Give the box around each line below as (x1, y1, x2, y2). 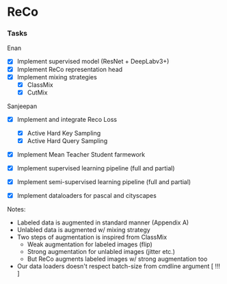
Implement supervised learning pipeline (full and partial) (16, 164, 176, 172)
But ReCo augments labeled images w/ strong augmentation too (27, 255, 208, 263)
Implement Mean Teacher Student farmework (16, 150, 146, 158)
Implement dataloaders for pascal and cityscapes (16, 192, 157, 200)
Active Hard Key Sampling (27, 129, 101, 137)
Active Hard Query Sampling (27, 136, 108, 144)
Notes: (7, 205, 26, 214)
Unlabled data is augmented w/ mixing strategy (16, 226, 150, 234)
